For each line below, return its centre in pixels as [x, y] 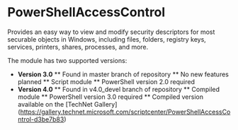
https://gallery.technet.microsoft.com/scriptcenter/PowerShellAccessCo [125, 112]
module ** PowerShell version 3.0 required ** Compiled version [110, 97]
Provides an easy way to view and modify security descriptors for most [111, 32]
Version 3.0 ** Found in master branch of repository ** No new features [123, 74]
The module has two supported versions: [67, 60]
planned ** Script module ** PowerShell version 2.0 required [106, 81]
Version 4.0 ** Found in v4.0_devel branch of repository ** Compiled [119, 89]
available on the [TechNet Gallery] [67, 104]
